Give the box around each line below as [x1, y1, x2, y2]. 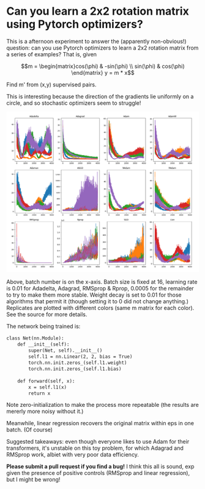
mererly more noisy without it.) [6, 408, 84, 415]
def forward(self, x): [17, 378, 75, 384]
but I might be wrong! [6, 476, 61, 483]
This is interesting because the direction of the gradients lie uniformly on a [6, 93, 194, 100]
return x [28, 390, 51, 396]
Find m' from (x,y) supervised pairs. [6, 81, 97, 88]
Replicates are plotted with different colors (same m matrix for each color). [6, 304, 195, 311]
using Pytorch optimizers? [6, 17, 144, 31]
